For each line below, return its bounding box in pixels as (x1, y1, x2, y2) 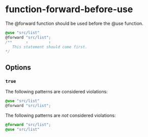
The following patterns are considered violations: (5, 89, 108, 94)
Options (5, 63, 32, 72)
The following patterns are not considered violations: (5, 112, 116, 118)
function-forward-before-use (5, 4, 133, 15)
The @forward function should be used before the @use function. (5, 20, 143, 26)
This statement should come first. (12, 44, 87, 49)
